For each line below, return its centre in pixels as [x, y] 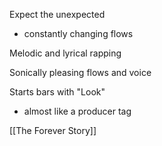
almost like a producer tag [77, 111]
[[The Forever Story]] [53, 130]
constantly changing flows [78, 33]
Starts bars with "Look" [57, 92]
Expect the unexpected [57, 14]
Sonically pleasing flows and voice [80, 72]
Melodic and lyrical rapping [65, 53]
